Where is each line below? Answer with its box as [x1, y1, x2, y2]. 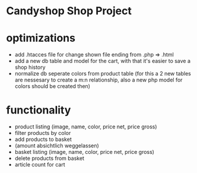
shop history [14, 64, 46, 71]
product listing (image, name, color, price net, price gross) [14, 123, 157, 130]
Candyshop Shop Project [6, 4, 132, 18]
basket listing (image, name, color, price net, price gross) [14, 149, 154, 156]
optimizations [6, 32, 76, 45]
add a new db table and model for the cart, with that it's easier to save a [14, 58, 191, 65]
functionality [6, 103, 71, 117]
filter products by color [14, 130, 71, 137]
